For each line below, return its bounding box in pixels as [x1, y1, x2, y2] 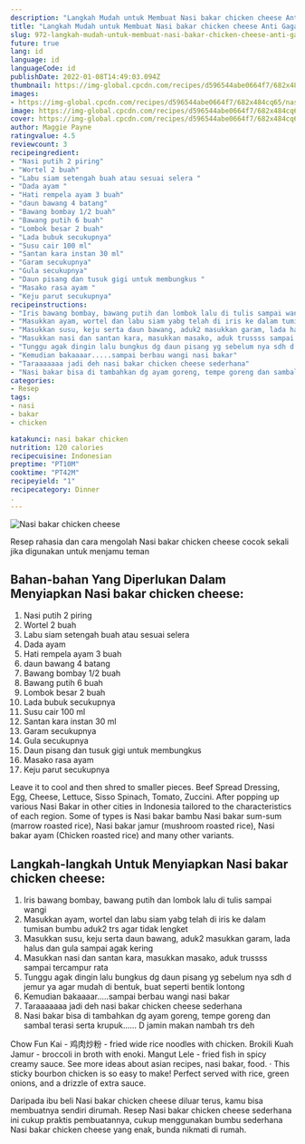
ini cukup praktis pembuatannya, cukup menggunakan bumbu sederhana [10, 1115, 283, 1126]
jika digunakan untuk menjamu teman [10, 545, 150, 556]
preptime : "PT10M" [10, 460, 80, 469]
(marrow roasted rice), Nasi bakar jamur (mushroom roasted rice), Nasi [10, 820, 275, 831]
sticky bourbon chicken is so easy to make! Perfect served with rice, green [10, 1068, 290, 1080]
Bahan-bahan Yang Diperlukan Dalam [10, 572, 226, 588]
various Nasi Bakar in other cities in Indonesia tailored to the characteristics [10, 801, 292, 812]
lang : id [10, 47, 43, 56]
